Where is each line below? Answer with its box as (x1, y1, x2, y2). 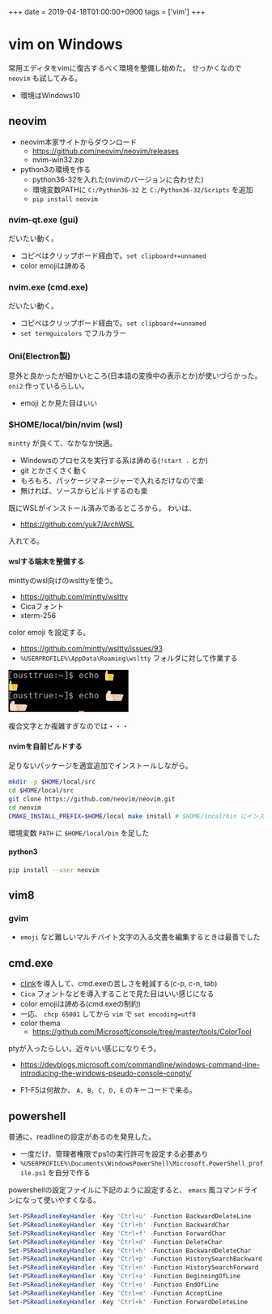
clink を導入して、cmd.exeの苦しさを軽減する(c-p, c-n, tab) (19, 979, 218, 989)
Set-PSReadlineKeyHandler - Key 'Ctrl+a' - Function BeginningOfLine (8, 1273, 241, 1281)
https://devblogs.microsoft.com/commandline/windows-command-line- (19, 1060, 261, 1070)
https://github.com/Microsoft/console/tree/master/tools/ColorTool (32, 1027, 253, 1037)
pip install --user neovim (8, 865, 100, 874)
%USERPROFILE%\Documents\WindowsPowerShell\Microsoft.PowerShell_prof (19, 1160, 264, 1168)
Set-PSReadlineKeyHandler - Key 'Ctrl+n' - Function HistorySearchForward (8, 1264, 259, 1272)
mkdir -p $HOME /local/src (8, 778, 96, 786)
